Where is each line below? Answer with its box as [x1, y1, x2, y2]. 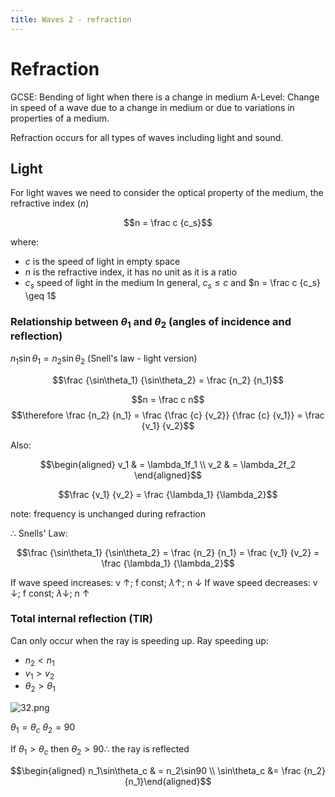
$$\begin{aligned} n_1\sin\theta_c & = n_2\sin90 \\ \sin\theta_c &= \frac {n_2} [10, 764, 326, 776]
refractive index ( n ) [10, 197, 90, 210]
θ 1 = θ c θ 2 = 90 [10, 721, 76, 736]
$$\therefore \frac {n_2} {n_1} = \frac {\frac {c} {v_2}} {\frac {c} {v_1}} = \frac [11, 409, 325, 421]
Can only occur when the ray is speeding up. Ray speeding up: [10, 634, 269, 646]
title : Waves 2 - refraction [10, 14, 132, 25]
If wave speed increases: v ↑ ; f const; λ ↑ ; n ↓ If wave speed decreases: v [10, 576, 318, 588]
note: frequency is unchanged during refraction [10, 507, 206, 520]
